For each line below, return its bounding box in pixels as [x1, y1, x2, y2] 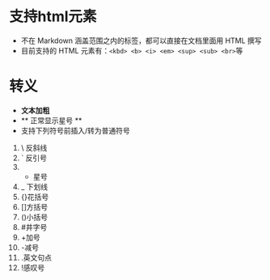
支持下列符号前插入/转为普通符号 [20, 125, 130, 135]
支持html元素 [9, 7, 97, 26]
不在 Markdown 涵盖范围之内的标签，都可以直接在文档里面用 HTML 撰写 [20, 36, 262, 45]
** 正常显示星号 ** [20, 115, 82, 125]
